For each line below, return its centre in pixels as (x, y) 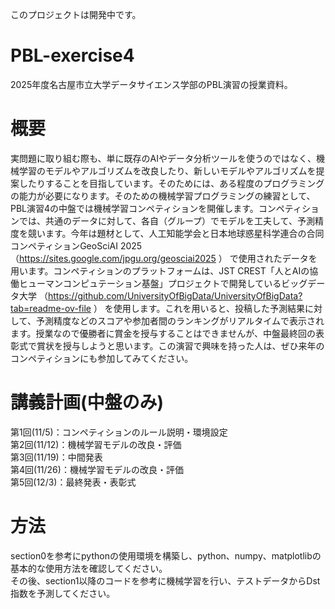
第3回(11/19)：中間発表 (56, 457)
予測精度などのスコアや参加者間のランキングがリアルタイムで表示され (180, 320)
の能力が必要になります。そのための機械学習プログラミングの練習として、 (163, 195)
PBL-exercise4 (72, 55)
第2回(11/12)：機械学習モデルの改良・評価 (96, 444)
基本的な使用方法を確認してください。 (89, 568)
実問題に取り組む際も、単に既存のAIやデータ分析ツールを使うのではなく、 (163, 158)
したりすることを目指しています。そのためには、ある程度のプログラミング (171, 183)
